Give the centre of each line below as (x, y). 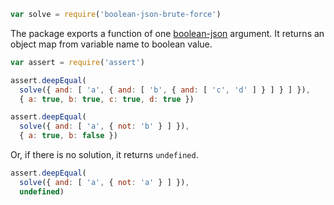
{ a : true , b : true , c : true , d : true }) (107, 99)
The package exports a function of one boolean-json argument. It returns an (167, 33)
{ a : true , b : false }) (68, 136)
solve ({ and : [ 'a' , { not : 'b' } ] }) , (104, 126)
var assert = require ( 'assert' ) (77, 62)
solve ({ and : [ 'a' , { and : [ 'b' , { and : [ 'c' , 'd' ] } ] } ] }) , (165, 90)
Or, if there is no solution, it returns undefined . (104, 154)
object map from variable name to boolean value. (111, 44)
